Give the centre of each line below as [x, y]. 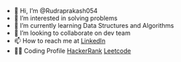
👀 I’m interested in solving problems [66, 18]
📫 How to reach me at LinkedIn [60, 41]
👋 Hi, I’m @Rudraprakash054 [56, 11]
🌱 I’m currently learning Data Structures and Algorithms [94, 25]
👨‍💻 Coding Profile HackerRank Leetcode [72, 51]
